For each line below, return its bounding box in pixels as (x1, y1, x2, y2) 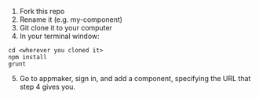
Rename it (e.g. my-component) (19, 15, 123, 24)
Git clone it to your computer (19, 23, 112, 32)
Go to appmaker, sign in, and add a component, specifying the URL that (19, 74, 251, 83)
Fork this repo (19, 7, 65, 16)
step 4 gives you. (19, 82, 76, 91)
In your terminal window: (19, 31, 100, 41)
